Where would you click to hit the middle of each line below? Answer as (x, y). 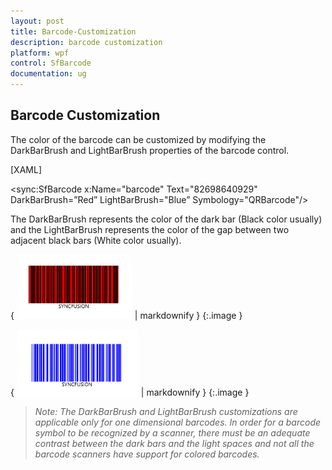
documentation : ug (48, 74)
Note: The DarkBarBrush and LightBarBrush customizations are (166, 411)
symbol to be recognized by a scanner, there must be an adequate (172, 432)
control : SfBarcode (51, 63)
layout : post (37, 21)
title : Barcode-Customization (73, 31)
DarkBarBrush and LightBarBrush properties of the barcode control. (150, 150)
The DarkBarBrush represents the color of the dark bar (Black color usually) (166, 219)
